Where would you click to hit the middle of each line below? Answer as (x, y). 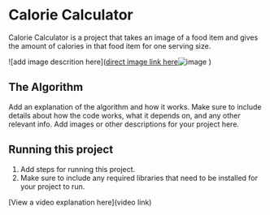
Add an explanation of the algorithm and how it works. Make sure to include (135, 106)
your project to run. (52, 186)
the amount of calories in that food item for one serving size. (110, 45)
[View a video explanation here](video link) (80, 202)
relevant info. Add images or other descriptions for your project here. (124, 124)
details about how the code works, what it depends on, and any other (125, 115)
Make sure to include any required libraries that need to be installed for (139, 178)
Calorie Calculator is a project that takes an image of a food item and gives (133, 37)
